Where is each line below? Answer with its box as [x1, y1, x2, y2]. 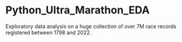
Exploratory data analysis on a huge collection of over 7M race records [5, 23, 177, 30]
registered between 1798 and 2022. [5, 29, 92, 36]
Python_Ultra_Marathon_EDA [5, 3, 150, 17]
